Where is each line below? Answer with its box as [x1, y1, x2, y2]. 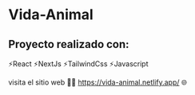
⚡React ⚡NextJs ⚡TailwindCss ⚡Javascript [8, 59, 149, 69]
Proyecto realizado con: [8, 38, 129, 51]
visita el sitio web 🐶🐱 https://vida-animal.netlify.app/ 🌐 [8, 77, 188, 87]
